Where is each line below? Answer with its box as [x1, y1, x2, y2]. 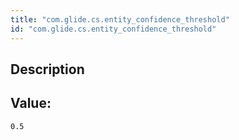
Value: [10, 95, 52, 112]
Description [10, 61, 85, 78]
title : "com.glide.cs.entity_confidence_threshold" [10, 14, 230, 25]
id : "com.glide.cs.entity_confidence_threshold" [10, 24, 217, 34]
